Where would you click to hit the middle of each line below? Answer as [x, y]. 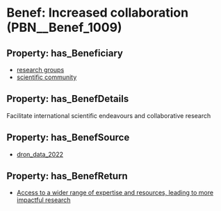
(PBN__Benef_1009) [64, 27]
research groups [40, 70]
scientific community [47, 77]
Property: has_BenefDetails [68, 99]
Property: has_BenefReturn [67, 176]
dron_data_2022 [40, 154]
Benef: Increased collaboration [98, 13]
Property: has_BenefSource [68, 138]
